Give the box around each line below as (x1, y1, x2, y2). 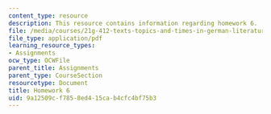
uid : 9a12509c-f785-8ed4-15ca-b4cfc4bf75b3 (8, 94, 157, 102)
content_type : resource (8, 11, 89, 20)
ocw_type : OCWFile (8, 57, 70, 65)
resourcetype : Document (8, 79, 89, 87)
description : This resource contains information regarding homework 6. (8, 19, 258, 27)
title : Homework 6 (8, 86, 70, 95)
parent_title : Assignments (8, 64, 99, 72)
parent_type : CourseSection (8, 71, 103, 79)
